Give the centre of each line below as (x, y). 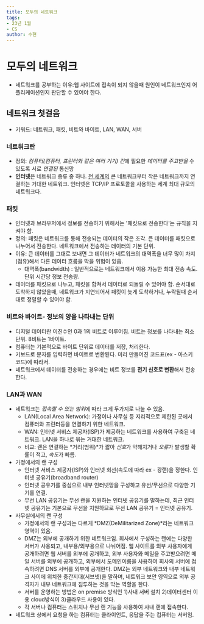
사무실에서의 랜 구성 (39, 515)
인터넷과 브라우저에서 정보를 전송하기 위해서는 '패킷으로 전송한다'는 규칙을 (103, 223)
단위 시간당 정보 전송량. (52, 277)
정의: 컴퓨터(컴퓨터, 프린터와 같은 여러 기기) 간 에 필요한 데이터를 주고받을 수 (105, 161)
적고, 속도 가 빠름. (56, 454)
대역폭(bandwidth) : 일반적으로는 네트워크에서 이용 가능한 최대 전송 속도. (111, 269)
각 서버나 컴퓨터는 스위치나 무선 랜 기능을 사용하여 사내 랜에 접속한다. (106, 607)
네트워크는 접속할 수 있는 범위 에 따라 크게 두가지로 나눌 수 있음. (90, 409)
